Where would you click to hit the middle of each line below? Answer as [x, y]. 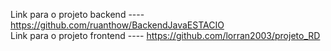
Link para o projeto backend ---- [77, 14]
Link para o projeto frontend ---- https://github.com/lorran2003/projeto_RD [165, 35]
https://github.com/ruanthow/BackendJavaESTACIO [117, 25]
